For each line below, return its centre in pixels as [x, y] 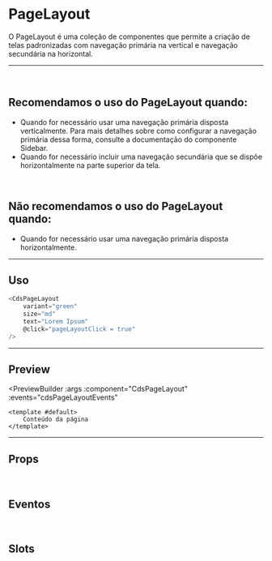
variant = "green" [51, 306]
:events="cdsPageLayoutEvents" [64, 397]
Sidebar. [34, 148]
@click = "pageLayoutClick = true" [79, 329]
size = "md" [40, 314]
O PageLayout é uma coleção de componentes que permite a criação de [130, 36]
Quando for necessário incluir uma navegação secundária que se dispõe [141, 156]
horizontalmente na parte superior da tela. [90, 165]
